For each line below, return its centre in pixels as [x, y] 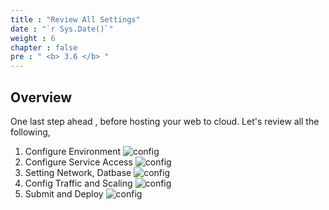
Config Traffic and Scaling [78, 183]
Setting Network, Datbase [78, 172]
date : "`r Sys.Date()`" [62, 29]
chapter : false [44, 47]
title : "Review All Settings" [75, 19]
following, [30, 132]
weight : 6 [33, 38]
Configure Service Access [78, 162]
